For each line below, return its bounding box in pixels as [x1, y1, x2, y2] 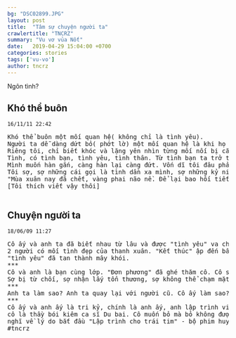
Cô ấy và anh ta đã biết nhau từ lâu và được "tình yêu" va [7, 240, 219, 248]
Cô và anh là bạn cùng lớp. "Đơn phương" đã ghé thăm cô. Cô [7, 268, 223, 276]
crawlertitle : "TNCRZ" [7, 30, 74, 37]
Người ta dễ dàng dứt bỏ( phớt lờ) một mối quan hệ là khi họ [7, 140, 226, 148]
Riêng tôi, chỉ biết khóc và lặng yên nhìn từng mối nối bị [7, 147, 219, 155]
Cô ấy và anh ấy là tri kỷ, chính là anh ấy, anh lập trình [7, 304, 219, 311]
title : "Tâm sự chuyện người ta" [7, 23, 109, 30]
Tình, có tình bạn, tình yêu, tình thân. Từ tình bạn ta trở [7, 154, 223, 162]
